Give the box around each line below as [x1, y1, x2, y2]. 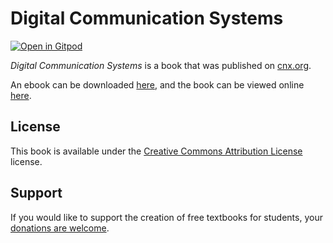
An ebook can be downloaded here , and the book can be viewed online [10, 78, 305, 91]
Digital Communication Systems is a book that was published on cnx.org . [10, 59, 312, 71]
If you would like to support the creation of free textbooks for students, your [10, 211, 323, 223]
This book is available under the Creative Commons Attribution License [10, 145, 303, 157]
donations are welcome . [10, 222, 110, 234]
